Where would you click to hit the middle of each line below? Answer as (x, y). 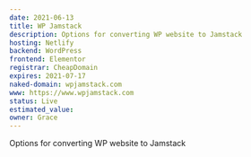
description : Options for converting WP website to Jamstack (126, 34)
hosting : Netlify (42, 43)
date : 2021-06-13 (42, 17)
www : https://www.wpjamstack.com (72, 92)
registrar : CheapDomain (54, 68)
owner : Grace (34, 118)
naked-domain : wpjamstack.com (66, 84)
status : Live (34, 101)
